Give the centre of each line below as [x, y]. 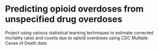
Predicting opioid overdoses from [74, 9]
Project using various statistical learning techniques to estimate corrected [79, 33]
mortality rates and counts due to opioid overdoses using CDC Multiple [77, 38]
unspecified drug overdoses [64, 19]
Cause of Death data [26, 43]
